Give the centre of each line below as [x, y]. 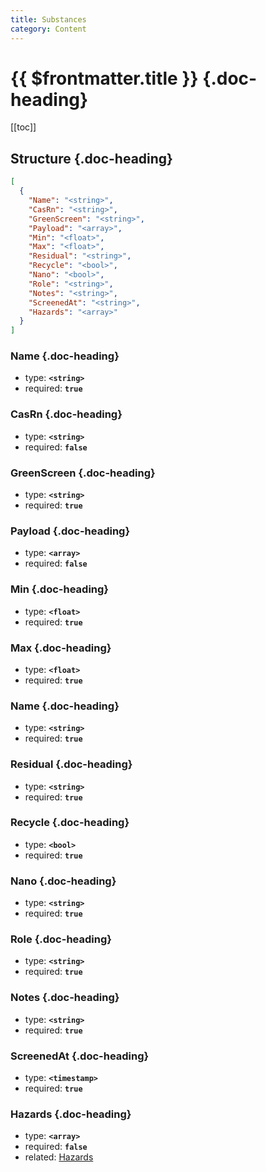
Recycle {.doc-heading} [70, 823]
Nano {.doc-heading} [63, 881]
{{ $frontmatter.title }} [104, 78]
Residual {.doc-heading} [71, 764]
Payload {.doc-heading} [70, 531]
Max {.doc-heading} [61, 648]
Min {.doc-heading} [60, 589]
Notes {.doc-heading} [65, 998]
